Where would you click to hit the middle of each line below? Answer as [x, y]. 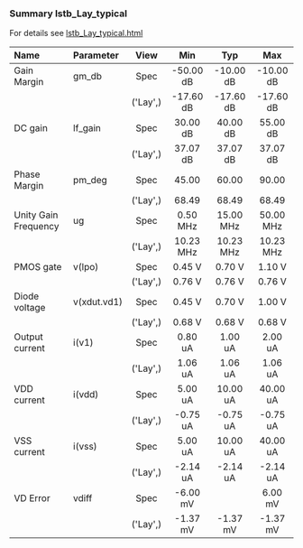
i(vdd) [86, 395]
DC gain [31, 128]
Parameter [96, 55]
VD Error [32, 498]
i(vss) [85, 447]
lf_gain [87, 128]
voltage [30, 308]
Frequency [37, 227]
